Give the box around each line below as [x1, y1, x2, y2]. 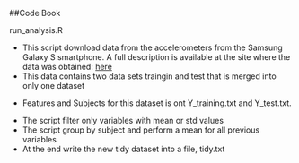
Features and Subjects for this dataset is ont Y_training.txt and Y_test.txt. [22, 98, 292, 108]
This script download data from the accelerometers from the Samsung [22, 42, 283, 53]
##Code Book [9, 8, 61, 18]
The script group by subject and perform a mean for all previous [22, 124, 260, 135]
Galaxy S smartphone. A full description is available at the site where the [22, 52, 291, 62]
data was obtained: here [22, 62, 112, 72]
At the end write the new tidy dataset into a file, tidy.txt [22, 143, 225, 154]
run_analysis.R [9, 25, 63, 35]
